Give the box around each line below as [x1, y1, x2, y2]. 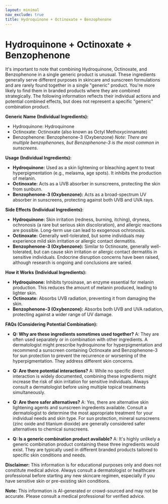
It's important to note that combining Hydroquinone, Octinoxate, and [5, 66, 147, 72]
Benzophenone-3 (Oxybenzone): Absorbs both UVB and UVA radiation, [12, 306, 163, 312]
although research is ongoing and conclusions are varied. [12, 259, 133, 266]
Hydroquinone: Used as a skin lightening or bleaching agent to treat [12, 165, 155, 171]
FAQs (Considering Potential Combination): [5, 321, 98, 327]
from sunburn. [12, 186, 43, 192]
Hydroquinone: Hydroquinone [12, 124, 75, 130]
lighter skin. [12, 290, 37, 296]
